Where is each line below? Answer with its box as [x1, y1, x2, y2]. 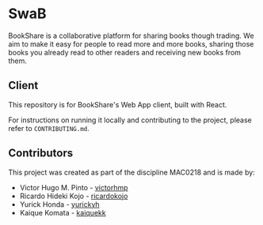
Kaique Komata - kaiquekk [19, 208, 106, 217]
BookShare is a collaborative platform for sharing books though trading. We [8, 31, 255, 40]
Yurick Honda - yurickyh [19, 199, 101, 209]
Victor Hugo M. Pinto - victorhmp [19, 182, 128, 192]
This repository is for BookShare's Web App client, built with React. [8, 99, 227, 109]
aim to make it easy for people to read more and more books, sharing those [8, 39, 254, 48]
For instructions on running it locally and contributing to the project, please [8, 115, 252, 125]
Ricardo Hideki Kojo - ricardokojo [19, 191, 128, 201]
